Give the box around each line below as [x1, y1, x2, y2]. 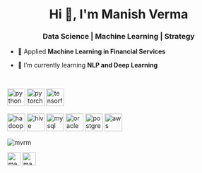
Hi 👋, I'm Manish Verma [49, 6, 189, 23]
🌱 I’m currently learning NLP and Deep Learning [17, 61, 158, 70]
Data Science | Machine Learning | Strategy [42, 32, 196, 41]
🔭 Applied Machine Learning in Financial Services [17, 47, 166, 56]
